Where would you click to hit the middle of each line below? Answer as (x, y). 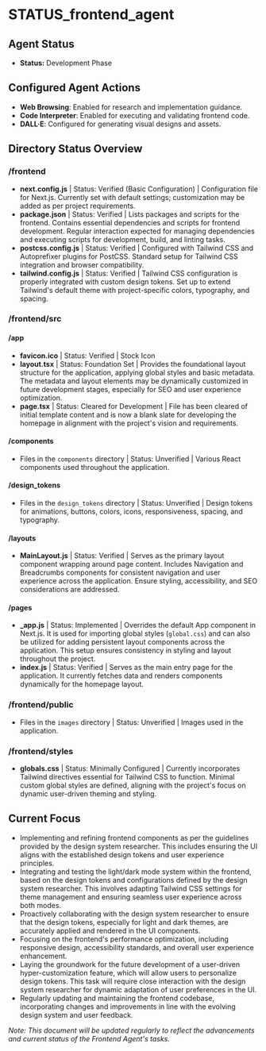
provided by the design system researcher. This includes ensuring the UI (139, 846)
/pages (20, 607)
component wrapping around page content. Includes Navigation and (131, 564)
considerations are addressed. (69, 590)
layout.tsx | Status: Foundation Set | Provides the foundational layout (133, 364)
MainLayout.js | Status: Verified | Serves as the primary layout (122, 556)
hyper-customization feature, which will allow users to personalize (128, 972)
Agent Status (41, 44)
